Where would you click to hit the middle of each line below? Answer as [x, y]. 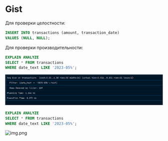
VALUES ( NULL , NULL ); [28, 38]
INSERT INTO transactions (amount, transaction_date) [62, 33]
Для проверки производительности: [44, 47]
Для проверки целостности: [35, 23]
